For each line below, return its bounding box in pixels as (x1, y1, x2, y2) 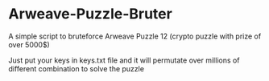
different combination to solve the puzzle (8, 63, 145, 73)
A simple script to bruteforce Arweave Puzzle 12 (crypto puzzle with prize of (8, 31, 262, 41)
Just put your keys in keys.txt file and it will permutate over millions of (8, 55, 240, 65)
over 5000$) (8, 39, 50, 49)
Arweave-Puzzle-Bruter (8, 5, 173, 23)
